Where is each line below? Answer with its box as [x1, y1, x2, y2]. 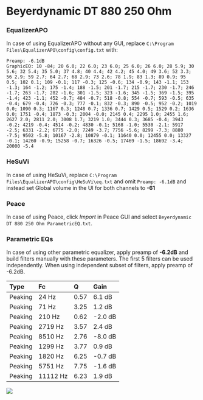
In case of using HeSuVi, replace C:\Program [6, 171, 117, 178]
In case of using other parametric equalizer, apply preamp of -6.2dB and [6, 248, 188, 256]
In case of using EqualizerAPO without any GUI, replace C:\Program [6, 40, 174, 47]
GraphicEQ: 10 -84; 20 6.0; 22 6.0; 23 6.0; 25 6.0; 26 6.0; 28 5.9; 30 [6, 63, 194, 69]
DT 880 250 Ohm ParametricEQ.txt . [6, 220, 92, 227]
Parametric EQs [6, 235, 53, 243]
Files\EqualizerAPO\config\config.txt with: [6, 46, 119, 54]
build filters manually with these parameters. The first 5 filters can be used [6, 255, 193, 262]
